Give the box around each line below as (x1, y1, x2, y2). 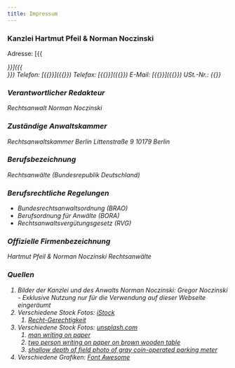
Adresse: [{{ (7, 49, 43, 57)
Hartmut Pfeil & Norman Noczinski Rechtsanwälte (7, 252, 152, 261)
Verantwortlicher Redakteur (7, 88, 105, 97)
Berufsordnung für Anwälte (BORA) (17, 212, 120, 220)
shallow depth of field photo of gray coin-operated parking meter (27, 345, 217, 354)
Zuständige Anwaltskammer (7, 121, 107, 131)
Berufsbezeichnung (7, 155, 76, 165)
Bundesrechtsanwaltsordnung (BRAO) (17, 204, 128, 212)
